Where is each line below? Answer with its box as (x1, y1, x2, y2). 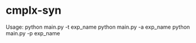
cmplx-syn (5, 4, 61, 17)
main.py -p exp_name (5, 29, 60, 36)
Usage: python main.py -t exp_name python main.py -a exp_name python (5, 23, 190, 30)
